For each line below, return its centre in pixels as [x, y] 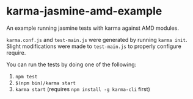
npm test [26, 77]
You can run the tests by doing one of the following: [71, 64]
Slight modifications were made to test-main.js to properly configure [94, 46]
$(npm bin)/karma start [46, 83]
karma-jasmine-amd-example [84, 11]
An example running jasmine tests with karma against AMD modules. [93, 28]
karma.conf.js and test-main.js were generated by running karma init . [97, 39]
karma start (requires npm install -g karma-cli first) [83, 89]
